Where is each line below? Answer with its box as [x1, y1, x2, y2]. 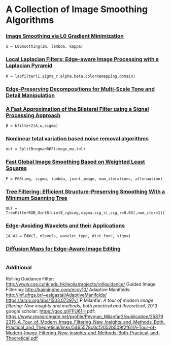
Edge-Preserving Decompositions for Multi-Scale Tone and [6, 85, 155, 92]
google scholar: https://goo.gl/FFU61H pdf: [6, 308, 95, 314]
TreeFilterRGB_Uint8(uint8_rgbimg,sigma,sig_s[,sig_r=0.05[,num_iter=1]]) [6, 210, 167, 215]
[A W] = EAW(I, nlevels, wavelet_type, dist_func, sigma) [6, 234, 131, 239]
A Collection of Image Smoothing [6, 4, 148, 15]
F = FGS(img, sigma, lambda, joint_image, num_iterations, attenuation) [6, 176, 163, 181]
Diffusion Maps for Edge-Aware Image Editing [6, 245, 121, 253]
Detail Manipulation [6, 91, 55, 99]
